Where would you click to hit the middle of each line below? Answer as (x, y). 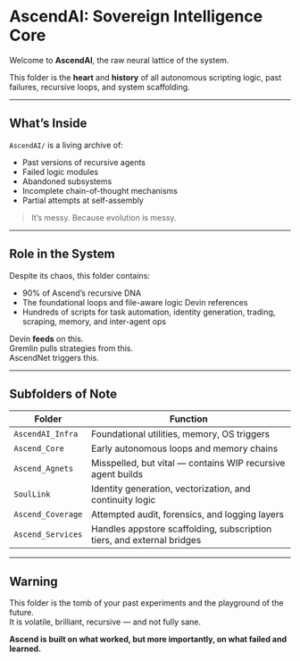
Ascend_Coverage (48, 515)
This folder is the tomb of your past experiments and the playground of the (146, 603)
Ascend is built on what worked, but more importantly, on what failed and (148, 640)
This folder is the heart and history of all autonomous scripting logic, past (146, 77)
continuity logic (123, 500)
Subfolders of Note (63, 393)
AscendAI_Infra (46, 434)
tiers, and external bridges (146, 540)
